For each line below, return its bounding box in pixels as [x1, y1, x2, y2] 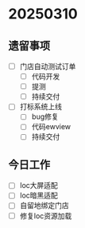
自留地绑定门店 [19, 201, 69, 210]
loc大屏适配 [19, 181, 58, 190]
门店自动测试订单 [19, 62, 76, 71]
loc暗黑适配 [19, 190, 58, 201]
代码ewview [31, 122, 71, 132]
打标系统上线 [19, 102, 62, 112]
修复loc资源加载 [19, 210, 72, 221]
